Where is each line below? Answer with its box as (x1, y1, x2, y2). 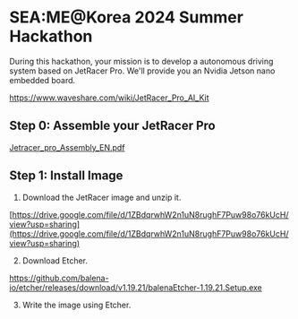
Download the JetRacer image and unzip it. (21, 192, 182, 203)
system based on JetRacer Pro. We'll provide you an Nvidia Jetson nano (9, 65, 276, 76)
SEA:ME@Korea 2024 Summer (9, 7, 244, 28)
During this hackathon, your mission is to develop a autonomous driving (9, 56, 274, 66)
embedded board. (9, 74, 76, 85)
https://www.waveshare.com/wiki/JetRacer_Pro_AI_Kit (9, 92, 209, 103)
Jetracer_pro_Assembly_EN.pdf (9, 142, 125, 152)
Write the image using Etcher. (21, 299, 132, 310)
